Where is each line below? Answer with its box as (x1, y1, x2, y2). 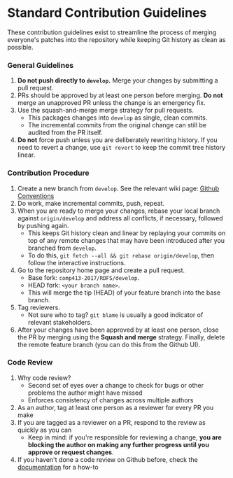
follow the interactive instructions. (27, 258, 126, 267)
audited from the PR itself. (27, 128, 103, 137)
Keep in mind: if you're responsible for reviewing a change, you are (27, 433, 222, 442)
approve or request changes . (27, 448, 114, 456)
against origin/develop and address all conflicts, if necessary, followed (17, 213, 223, 222)
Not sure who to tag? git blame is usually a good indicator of (27, 310, 204, 319)
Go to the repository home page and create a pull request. (17, 266, 185, 274)
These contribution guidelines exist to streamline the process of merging (7, 28, 217, 36)
